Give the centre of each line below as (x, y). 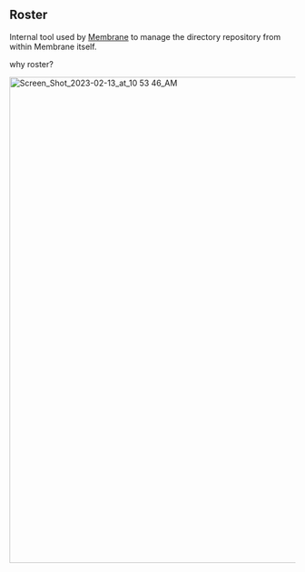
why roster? (32, 64)
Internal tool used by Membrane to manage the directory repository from (145, 36)
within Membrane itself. (53, 46)
